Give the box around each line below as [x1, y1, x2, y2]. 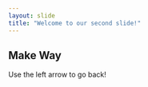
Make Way [8, 49, 62, 62]
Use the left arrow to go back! [8, 69, 106, 80]
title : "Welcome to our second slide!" [8, 19, 142, 27]
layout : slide [8, 11, 56, 20]
